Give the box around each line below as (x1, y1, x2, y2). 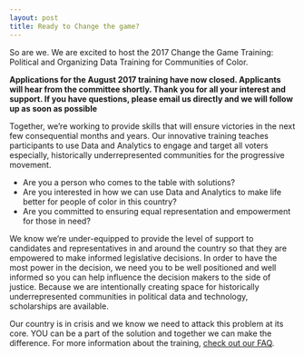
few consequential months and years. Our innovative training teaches (9, 130, 270, 141)
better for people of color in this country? (22, 196, 177, 207)
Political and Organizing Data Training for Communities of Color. (9, 56, 249, 67)
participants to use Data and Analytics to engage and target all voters (9, 140, 269, 151)
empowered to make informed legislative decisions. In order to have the (9, 252, 278, 263)
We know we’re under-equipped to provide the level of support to (9, 233, 254, 243)
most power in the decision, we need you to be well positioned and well (9, 262, 277, 273)
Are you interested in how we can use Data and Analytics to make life (22, 186, 282, 197)
